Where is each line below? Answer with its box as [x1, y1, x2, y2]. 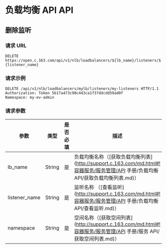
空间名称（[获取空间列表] [74, 214, 133, 221]
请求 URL [5, 42, 27, 49]
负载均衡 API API [5, 4, 74, 16]
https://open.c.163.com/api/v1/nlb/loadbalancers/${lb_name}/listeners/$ [5, 58, 162, 63]
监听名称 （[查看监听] [74, 184, 124, 191]
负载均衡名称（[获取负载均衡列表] [74, 154, 153, 161]
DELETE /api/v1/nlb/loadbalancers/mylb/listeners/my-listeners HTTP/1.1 [5, 86, 159, 91]
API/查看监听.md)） [74, 205, 120, 212]
